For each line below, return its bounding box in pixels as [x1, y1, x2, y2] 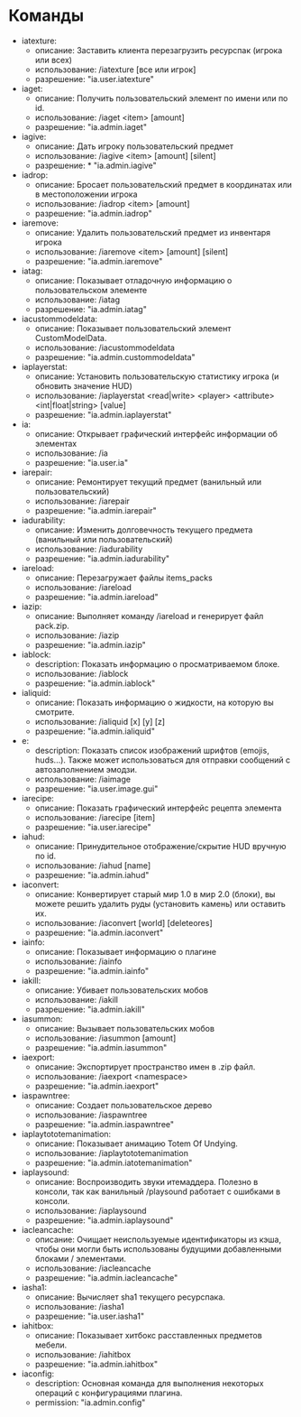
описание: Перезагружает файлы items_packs [34, 572, 213, 583]
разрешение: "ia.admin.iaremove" [34, 255, 163, 266]
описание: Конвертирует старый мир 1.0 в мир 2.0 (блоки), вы [34, 888, 276, 899]
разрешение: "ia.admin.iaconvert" [34, 927, 164, 938]
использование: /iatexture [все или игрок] [34, 64, 196, 75]
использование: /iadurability [34, 543, 143, 554]
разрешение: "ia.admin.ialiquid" [34, 726, 155, 736]
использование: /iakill [34, 994, 119, 1005]
